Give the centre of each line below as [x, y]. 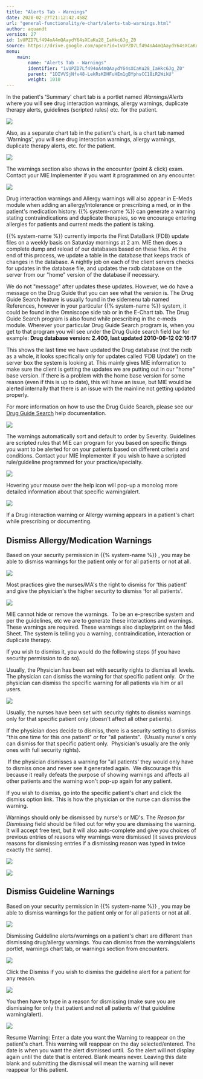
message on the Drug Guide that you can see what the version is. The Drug [100, 293]
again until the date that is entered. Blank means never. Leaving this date [97, 1057]
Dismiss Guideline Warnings [60, 892]
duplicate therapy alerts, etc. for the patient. [61, 146]
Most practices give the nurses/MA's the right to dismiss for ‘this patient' [97, 584]
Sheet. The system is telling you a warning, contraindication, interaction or [99, 633]
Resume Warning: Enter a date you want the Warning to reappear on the [96, 1037]
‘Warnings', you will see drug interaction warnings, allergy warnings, [91, 140]
